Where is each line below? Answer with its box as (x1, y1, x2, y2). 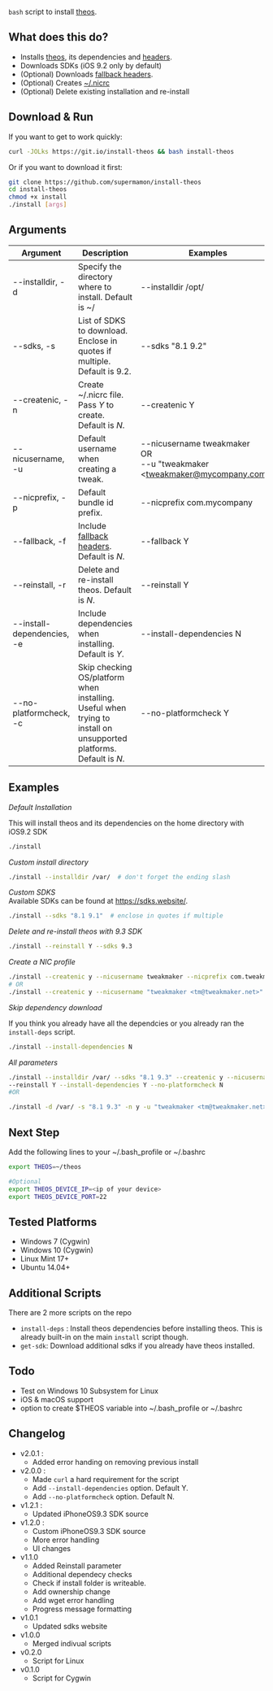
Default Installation (8, 802, 72, 812)
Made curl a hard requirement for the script (32, 1474, 180, 1484)
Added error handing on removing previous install (32, 1457, 199, 1467)
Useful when (77, 702, 127, 713)
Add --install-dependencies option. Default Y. (32, 1483, 188, 1493)
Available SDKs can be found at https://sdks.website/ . (8, 896, 188, 906)
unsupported (77, 732, 128, 743)
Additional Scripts (8, 1286, 102, 1300)
